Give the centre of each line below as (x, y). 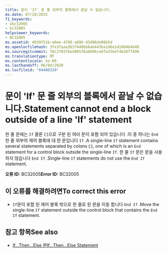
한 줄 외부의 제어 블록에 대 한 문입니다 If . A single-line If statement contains (82, 140)
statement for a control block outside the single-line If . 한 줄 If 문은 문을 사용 (84, 152)
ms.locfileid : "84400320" (32, 70)
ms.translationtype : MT (30, 56)
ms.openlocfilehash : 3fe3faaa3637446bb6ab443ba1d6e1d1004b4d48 (72, 47)
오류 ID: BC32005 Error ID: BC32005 (42, 174)
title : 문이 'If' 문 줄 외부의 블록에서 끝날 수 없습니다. (58, 10)
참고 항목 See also (32, 232)
